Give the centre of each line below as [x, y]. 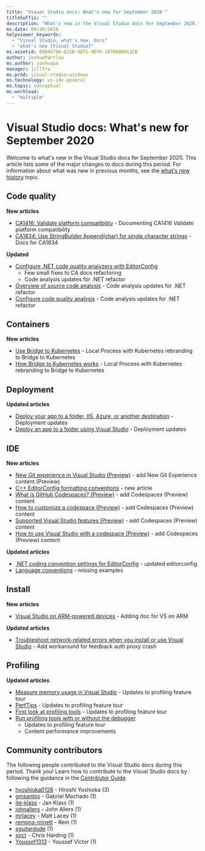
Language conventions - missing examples [69, 570]
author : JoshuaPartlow [35, 58]
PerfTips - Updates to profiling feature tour [69, 705]
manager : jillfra [28, 69]
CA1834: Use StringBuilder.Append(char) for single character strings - [103, 236]
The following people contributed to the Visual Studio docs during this [94, 765]
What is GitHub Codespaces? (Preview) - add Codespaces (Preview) [102, 494]
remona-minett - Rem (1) [46, 822]
